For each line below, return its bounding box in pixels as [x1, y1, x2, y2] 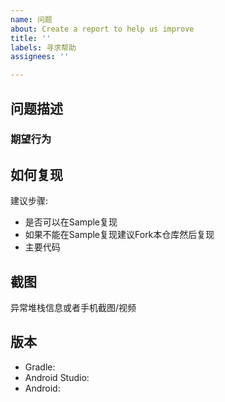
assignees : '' [10, 52, 70, 62]
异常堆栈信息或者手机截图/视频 [10, 302, 137, 314]
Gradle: [24, 361, 56, 373]
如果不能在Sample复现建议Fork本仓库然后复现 [24, 229, 215, 241]
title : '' [10, 33, 52, 43]
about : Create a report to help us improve [10, 24, 195, 34]
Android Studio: [24, 371, 90, 383]
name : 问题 [10, 14, 53, 25]
